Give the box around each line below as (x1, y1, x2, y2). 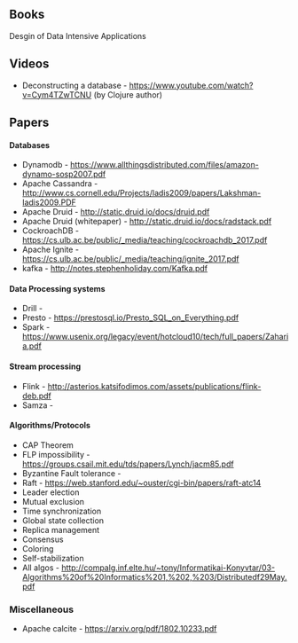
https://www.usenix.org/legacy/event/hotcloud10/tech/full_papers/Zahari (21, 332, 289, 342)
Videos (9, 57, 50, 72)
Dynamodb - (21, 160, 69, 170)
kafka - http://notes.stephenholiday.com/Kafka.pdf (21, 263, 208, 274)
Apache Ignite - (21, 244, 80, 255)
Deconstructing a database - (21, 80, 128, 90)
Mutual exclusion (21, 496, 85, 506)
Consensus (21, 534, 64, 545)
